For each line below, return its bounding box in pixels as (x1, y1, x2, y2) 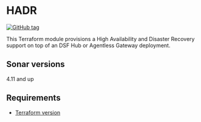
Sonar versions (6, 59, 65, 69)
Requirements (6, 93, 61, 103)
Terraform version (15, 109, 61, 116)
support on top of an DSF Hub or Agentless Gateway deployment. (6, 42, 171, 49)
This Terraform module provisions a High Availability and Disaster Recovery (6, 35, 195, 42)
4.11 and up (6, 75, 35, 82)
